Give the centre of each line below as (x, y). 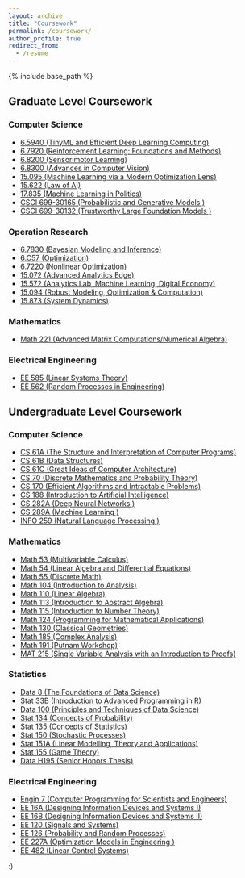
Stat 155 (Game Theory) (60, 752)
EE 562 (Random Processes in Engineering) (92, 386)
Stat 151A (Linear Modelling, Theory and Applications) (109, 743)
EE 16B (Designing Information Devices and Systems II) (111, 817)
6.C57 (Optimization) (54, 257)
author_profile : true (45, 38)
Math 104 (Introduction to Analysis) (78, 585)
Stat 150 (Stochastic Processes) (73, 734)
